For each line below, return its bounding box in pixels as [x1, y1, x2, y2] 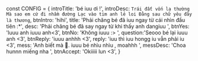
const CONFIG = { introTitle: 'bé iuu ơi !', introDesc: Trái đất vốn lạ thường [6, 5, 190, 12]
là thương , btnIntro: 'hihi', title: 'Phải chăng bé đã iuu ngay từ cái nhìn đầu [6, 17, 186, 23]
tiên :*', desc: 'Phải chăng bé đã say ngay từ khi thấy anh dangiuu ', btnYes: [6, 23, 190, 30]
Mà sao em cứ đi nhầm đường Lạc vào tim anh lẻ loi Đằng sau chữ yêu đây [6, 11, 193, 17]
